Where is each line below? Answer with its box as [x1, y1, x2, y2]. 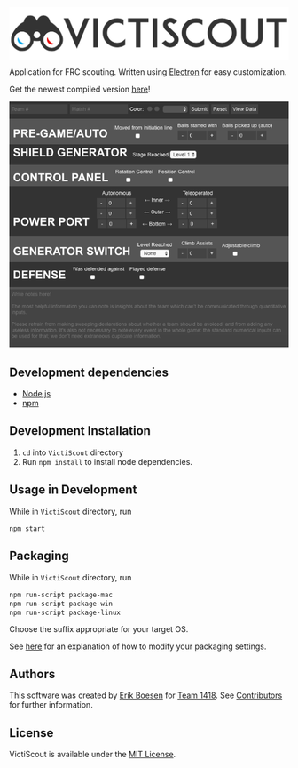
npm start [9, 524, 46, 533]
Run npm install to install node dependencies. [21, 456, 193, 467]
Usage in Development [9, 483, 137, 498]
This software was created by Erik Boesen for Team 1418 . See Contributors [9, 690, 283, 700]
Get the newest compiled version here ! [9, 84, 151, 94]
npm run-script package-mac [9, 590, 114, 599]
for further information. [9, 700, 93, 710]
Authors [9, 666, 56, 682]
